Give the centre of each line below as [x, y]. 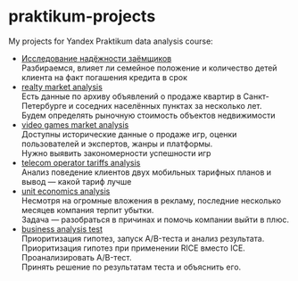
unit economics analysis [66, 191]
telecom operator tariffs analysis [81, 162]
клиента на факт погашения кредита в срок [104, 77]
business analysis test [62, 228]
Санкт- [256, 96]
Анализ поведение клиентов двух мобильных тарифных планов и [146, 172]
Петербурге [44, 105]
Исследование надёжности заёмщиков [96, 58]
